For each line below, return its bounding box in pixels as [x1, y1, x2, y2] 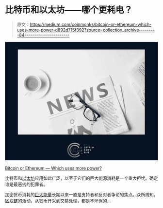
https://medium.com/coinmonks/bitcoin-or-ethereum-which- [30, 21, 152, 27]
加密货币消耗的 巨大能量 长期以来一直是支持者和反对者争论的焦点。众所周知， [5, 191, 158, 197]
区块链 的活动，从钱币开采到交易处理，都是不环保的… [5, 198, 111, 204]
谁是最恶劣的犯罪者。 [5, 181, 48, 187]
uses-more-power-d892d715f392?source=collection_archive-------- [16, 27, 155, 33]
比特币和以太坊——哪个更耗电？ [5, 4, 133, 16]
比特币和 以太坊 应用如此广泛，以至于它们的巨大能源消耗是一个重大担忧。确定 [5, 175, 158, 181]
